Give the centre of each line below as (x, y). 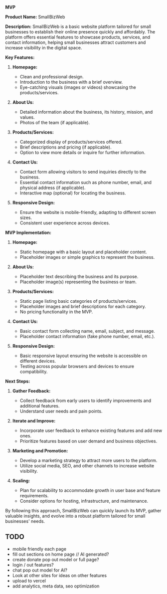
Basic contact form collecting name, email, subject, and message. (87, 331)
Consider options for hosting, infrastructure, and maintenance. (84, 501)
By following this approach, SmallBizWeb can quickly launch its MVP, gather (83, 510)
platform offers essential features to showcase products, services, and (78, 37)
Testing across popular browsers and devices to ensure (77, 366)
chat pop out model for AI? (40, 570)
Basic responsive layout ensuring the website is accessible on (83, 356)
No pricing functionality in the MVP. (56, 312)
